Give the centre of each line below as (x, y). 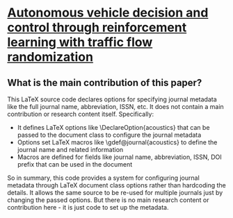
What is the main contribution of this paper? (105, 82)
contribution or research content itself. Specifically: (81, 114)
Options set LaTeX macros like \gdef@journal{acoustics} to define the (117, 142)
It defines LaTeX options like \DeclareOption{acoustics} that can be (113, 127)
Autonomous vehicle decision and (108, 13)
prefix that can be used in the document (75, 164)
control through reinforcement (97, 27)
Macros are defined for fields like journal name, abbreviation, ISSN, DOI (119, 157)
